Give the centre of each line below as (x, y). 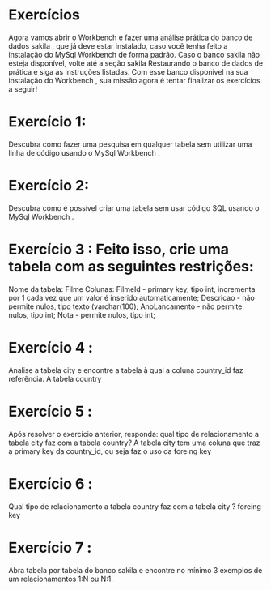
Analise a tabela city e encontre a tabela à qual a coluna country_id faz (126, 370)
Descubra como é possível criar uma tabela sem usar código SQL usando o (134, 207)
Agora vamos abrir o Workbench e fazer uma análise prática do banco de (131, 37)
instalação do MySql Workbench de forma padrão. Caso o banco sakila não (134, 54)
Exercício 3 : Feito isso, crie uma (119, 250)
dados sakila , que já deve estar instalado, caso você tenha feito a (118, 45)
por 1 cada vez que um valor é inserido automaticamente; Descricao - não (131, 297)
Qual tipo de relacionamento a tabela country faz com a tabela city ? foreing (135, 506)
